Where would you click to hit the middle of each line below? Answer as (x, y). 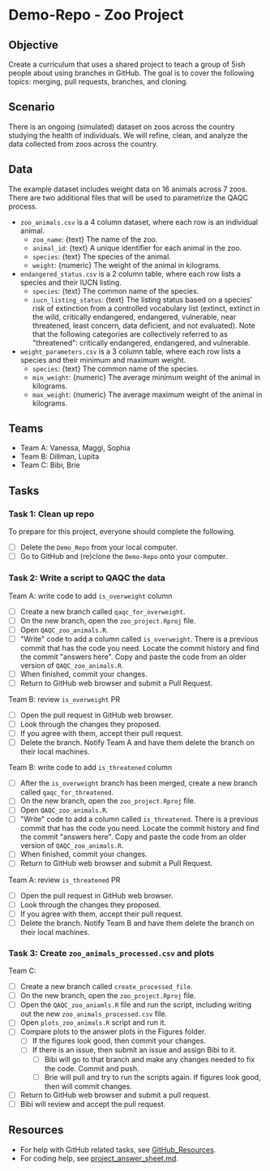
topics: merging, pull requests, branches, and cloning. (99, 82)
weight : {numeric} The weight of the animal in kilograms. (126, 265)
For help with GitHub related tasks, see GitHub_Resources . (118, 1149)
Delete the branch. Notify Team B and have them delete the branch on (137, 923)
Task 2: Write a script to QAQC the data (87, 578)
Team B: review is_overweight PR (64, 699)
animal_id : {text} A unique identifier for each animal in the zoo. (137, 248)
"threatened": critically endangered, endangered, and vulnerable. (141, 342)
